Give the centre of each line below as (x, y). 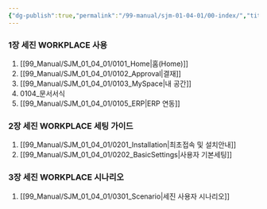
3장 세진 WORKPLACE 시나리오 (66, 177)
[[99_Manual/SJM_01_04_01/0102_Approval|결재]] (100, 73)
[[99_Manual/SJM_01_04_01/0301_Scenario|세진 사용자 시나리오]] (125, 196)
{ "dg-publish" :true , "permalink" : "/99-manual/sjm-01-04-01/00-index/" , (128, 15)
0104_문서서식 (43, 93)
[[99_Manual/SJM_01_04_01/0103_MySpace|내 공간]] (106, 83)
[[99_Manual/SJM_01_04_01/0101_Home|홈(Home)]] (104, 64)
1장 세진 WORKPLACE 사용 (58, 45)
